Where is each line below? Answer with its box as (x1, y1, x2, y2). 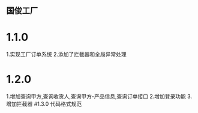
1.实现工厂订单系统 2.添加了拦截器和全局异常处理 (6, 50, 127, 58)
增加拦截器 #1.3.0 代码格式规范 (6, 100, 82, 108)
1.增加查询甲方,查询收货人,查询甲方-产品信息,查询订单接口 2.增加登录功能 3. (6, 93, 193, 100)
